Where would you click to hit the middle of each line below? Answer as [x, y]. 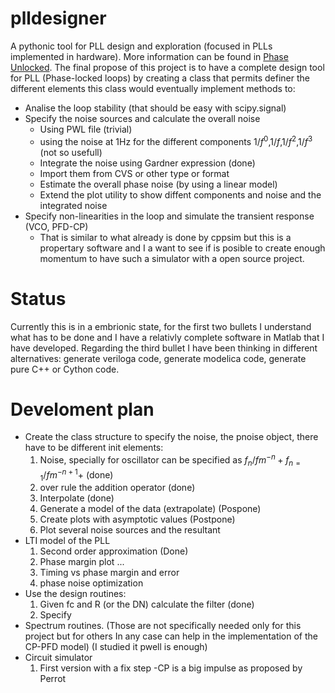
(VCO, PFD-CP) [56, 226]
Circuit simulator [58, 658]
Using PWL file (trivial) [86, 129]
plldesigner [58, 18]
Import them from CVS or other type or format [134, 173]
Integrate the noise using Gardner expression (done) [147, 163]
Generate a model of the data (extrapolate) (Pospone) [150, 509]
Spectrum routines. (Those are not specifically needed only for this [163, 626]
